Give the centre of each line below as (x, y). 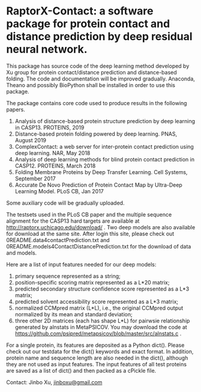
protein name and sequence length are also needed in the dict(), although (97, 358)
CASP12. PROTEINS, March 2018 (55, 166)
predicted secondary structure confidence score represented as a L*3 (102, 289)
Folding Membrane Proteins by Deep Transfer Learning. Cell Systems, (101, 172)
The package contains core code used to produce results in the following (97, 103)
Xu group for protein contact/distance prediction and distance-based (91, 72)
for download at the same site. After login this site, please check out (90, 234)
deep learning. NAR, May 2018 (52, 153)
